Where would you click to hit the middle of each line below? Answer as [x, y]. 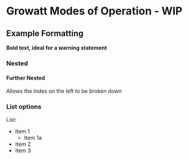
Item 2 [23, 144]
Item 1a [33, 138]
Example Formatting [45, 33]
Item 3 [23, 151]
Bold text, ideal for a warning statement [57, 48]
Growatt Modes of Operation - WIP [94, 11]
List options [24, 107]
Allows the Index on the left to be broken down [64, 91]
